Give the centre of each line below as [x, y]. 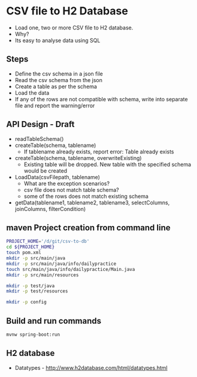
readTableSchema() [39, 138]
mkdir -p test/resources [37, 291]
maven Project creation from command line [88, 227]
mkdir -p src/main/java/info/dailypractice [61, 264]
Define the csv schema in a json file [59, 74]
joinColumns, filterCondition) [50, 209]
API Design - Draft [40, 124]
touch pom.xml [24, 253]
